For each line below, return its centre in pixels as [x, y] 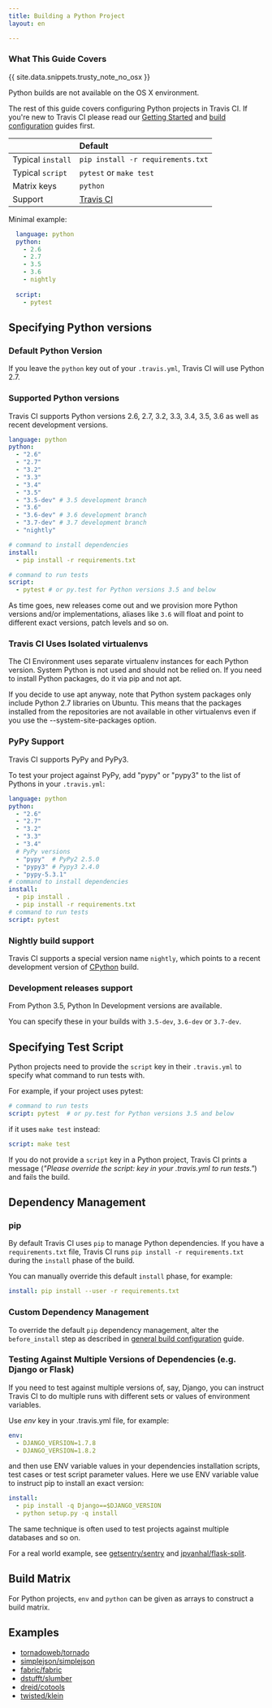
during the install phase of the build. [72, 1260]
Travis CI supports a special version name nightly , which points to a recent [135, 958]
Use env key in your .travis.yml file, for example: [89, 1420]
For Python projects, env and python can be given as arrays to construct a [131, 1598]
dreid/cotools [42, 1687]
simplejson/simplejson [58, 1661]
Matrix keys [35, 186]
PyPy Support [37, 741]
